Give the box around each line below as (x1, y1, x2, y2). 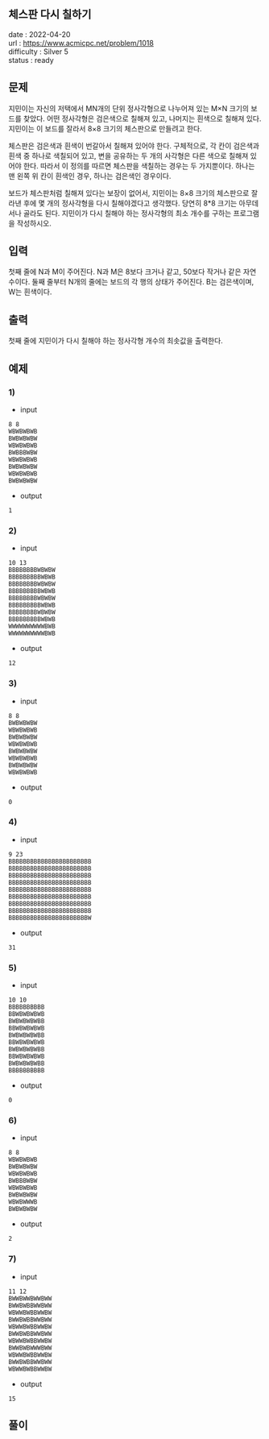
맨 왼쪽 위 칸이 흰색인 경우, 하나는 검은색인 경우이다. (8, 171, 172, 180)
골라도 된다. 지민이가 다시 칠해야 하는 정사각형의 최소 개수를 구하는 (23, 208, 232, 218)
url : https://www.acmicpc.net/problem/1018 (8, 38, 155, 48)
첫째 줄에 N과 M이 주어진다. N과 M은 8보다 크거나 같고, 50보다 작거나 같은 (8, 267, 242, 276)
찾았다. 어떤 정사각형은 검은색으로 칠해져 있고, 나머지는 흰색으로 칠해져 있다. (23, 114, 262, 123)
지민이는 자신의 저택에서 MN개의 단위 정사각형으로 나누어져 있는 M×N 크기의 (8, 103, 250, 113)
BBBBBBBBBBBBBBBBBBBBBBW (8, 914, 92, 922)
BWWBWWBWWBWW (8, 1294, 52, 1303)
